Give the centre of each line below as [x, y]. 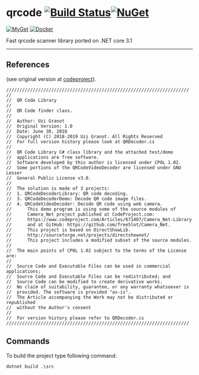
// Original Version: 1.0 [39, 126]
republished [21, 302]
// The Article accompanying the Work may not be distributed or [90, 297]
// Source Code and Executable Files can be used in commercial [88, 266]
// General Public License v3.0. [49, 178]
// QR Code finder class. [39, 110]
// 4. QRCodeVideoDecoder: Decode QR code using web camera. [84, 204]
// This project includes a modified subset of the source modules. [99, 240]
